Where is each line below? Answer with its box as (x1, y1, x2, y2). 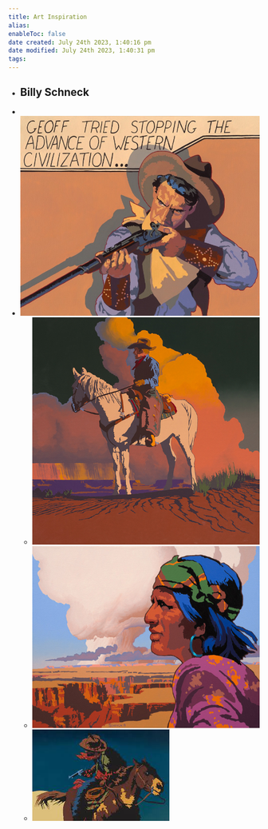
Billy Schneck (19, 86, 89, 99)
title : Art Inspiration (8, 13, 88, 21)
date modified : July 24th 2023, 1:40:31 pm (8, 46, 156, 55)
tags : (8, 55, 26, 63)
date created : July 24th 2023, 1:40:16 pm (8, 38, 152, 46)
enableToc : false (8, 30, 66, 38)
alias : (8, 21, 30, 30)
